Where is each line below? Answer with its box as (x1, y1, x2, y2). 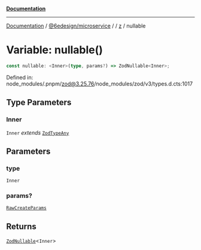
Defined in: (6, 74, 33, 81)
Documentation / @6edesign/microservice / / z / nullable (6, 22, 146, 29)
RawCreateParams (6, 205, 47, 211)
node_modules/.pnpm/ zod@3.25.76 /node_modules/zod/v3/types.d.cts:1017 (6, 80, 193, 87)
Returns (6, 221, 37, 231)
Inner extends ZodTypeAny (6, 129, 69, 136)
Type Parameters (6, 97, 72, 108)
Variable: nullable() (6, 43, 103, 57)
